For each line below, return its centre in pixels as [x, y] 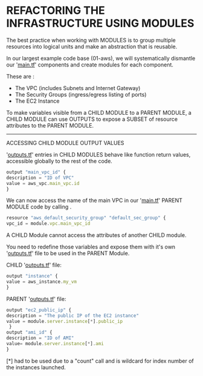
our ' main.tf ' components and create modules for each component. [90, 65]
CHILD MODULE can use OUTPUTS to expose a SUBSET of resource [92, 119]
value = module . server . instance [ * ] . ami [55, 344]
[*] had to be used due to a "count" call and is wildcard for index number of [100, 361]
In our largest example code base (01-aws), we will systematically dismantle [101, 58]
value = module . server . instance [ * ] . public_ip [64, 321]
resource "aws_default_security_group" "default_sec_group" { [86, 218]
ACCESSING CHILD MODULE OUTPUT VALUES [65, 143]
